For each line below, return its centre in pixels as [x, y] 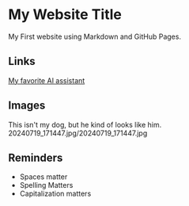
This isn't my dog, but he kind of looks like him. [85, 124]
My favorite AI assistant [47, 80]
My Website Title [65, 15]
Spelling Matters [46, 185]
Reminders [36, 157]
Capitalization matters [55, 194]
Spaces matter [43, 177]
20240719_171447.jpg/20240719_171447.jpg [78, 133]
